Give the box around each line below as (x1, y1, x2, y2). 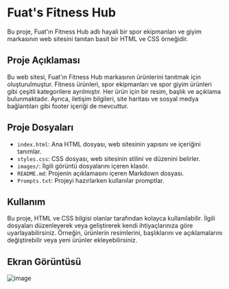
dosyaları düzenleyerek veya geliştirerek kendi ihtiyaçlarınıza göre (7, 221, 193, 230)
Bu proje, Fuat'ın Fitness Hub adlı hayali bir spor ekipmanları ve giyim (7, 27, 202, 36)
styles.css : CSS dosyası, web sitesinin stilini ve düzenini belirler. (16, 154, 201, 162)
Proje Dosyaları (7, 122, 74, 134)
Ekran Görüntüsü (7, 255, 82, 268)
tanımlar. (16, 147, 42, 155)
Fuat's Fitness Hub (7, 5, 117, 21)
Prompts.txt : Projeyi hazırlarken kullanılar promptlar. (16, 176, 165, 184)
